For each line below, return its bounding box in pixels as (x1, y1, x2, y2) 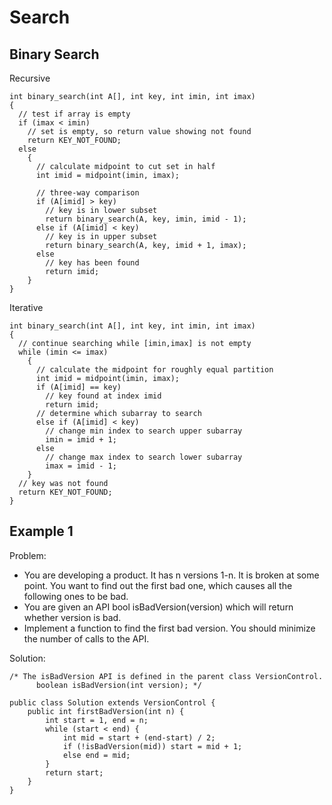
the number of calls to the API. (23, 632, 150, 645)
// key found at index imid (45, 391, 162, 401)
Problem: (9, 549, 47, 561)
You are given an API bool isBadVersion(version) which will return (23, 601, 294, 613)
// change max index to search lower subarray (45, 452, 243, 462)
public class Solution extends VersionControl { (9, 697, 216, 708)
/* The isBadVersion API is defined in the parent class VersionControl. (9, 671, 324, 681)
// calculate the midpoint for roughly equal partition (35, 365, 274, 375)
